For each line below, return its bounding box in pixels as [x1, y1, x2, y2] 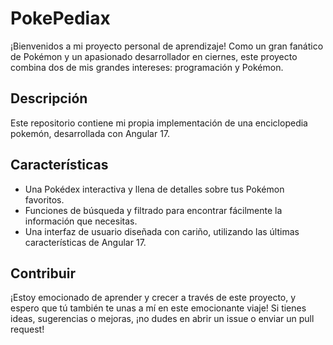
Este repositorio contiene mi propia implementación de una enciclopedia [10, 117, 308, 129]
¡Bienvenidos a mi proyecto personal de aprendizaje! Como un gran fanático [10, 40, 324, 52]
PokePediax [10, 7, 111, 30]
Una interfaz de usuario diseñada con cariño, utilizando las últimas [24, 225, 300, 237]
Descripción [10, 90, 88, 107]
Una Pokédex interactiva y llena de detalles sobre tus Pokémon [24, 183, 285, 195]
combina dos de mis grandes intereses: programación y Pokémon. [10, 61, 284, 73]
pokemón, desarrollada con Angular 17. [10, 127, 171, 139]
